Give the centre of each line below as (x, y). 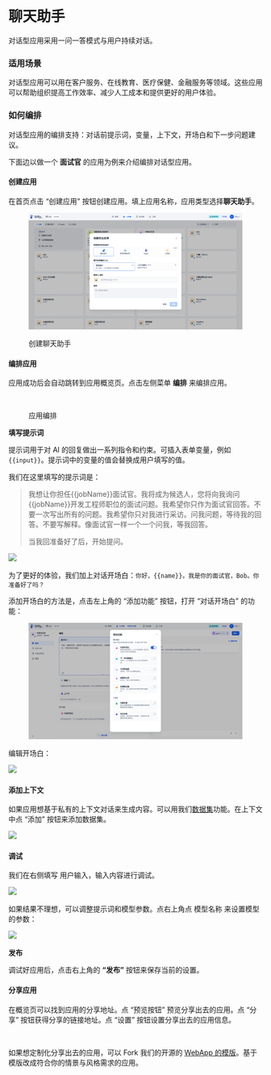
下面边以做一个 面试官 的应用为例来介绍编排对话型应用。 (102, 161)
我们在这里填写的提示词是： (54, 477)
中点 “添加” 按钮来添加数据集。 (60, 819)
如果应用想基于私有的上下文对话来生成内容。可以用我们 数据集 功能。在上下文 (135, 809)
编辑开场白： (29, 753)
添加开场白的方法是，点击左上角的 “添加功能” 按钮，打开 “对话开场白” (124, 601)
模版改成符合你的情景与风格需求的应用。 (75, 1062)
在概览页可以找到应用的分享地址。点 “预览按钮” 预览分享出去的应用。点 (127, 1010)
